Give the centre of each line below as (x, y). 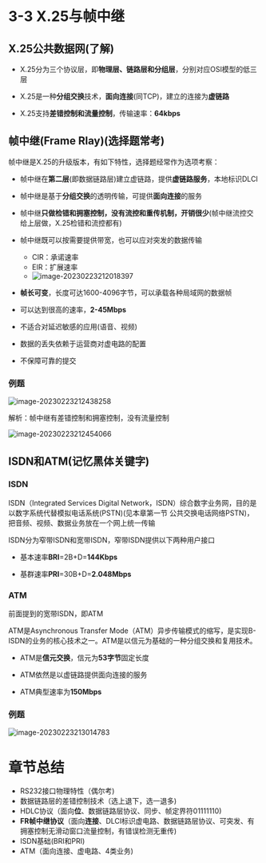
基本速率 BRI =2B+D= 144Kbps (69, 557)
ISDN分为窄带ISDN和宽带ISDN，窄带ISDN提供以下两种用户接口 (112, 540)
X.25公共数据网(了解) (61, 48)
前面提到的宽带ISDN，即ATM (56, 614)
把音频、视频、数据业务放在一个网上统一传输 (82, 522)
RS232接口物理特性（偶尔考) (67, 791)
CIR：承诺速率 (55, 256)
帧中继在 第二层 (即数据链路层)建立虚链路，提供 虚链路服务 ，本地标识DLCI (139, 179)
